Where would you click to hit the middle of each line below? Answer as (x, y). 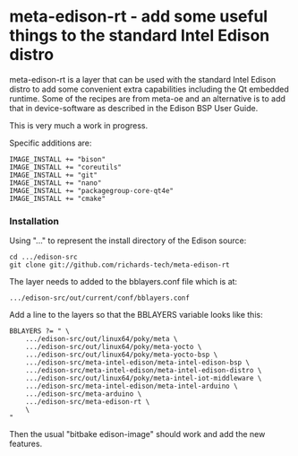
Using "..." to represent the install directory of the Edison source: (128, 241)
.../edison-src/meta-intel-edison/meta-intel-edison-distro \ (144, 371)
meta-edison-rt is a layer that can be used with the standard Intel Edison (143, 79)
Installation (34, 221)
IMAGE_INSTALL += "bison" (57, 159)
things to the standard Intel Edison (140, 35)
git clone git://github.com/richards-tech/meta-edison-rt (119, 265)
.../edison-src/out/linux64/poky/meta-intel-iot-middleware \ (144, 379)
